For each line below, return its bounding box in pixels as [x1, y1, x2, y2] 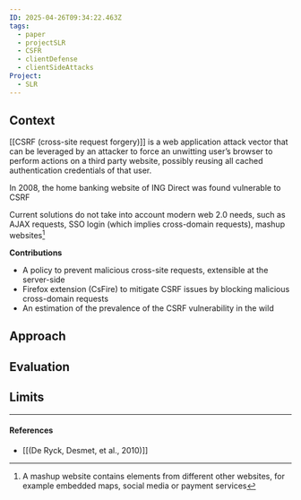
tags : [9, 22, 30, 30]
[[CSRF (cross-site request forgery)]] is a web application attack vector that [9, 136, 288, 148]
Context [9, 113, 56, 128]
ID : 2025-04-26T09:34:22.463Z [9, 13, 123, 22]
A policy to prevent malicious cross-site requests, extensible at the [21, 265, 269, 276]
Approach [9, 329, 66, 344]
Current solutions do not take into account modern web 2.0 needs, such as [9, 210, 286, 220]
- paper [17, 30, 47, 39]
